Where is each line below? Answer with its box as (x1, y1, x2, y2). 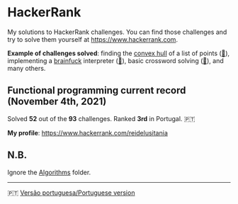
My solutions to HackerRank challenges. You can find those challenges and (7, 28, 227, 36)
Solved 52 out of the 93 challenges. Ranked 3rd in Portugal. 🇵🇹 (7, 114, 195, 123)
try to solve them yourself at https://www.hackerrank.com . (7, 35, 178, 43)
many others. (7, 64, 46, 72)
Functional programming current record (7, 84, 186, 96)
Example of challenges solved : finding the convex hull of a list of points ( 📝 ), (7, 49, 230, 57)
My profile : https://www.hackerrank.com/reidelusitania (7, 128, 168, 137)
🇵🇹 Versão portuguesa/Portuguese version (7, 188, 135, 197)
